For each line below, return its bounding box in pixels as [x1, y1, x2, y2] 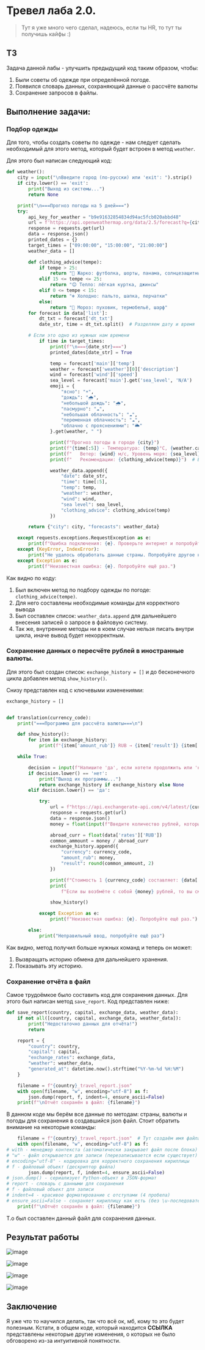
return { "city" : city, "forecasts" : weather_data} [28, 524, 160, 530]
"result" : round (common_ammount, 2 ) [60, 861, 154, 867]
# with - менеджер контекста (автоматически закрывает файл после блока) [6, 1147, 198, 1153]
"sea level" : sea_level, [60, 501, 124, 508]
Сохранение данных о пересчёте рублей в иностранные [6, 647, 184, 655]
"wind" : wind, [60, 495, 97, 502]
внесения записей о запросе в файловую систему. [15, 619, 148, 626]
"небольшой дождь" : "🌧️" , [60, 400, 126, 406]
